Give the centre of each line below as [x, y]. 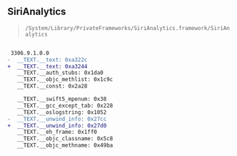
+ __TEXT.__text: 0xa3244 [47, 66]
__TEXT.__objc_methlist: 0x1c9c [65, 80]
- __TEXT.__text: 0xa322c [47, 60]
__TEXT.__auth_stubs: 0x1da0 [60, 73]
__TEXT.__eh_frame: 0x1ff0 [57, 132]
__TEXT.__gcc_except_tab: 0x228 [65, 105]
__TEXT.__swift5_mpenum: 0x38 [62, 99]
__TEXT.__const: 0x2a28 [52, 86]
